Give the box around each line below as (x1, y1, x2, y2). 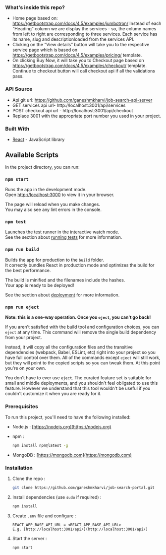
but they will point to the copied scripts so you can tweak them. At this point (5, 359, 160, 366)
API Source (5, 86, 33, 93)
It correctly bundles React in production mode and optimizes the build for (5, 262, 155, 268)
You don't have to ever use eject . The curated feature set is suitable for (5, 374, 152, 381)
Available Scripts (5, 151, 58, 159)
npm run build (5, 247, 39, 252)
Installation (5, 464, 33, 471)
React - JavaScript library (12, 136, 65, 142)
